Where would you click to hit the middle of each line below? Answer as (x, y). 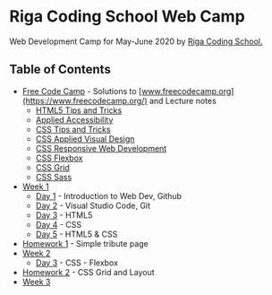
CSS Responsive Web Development (101, 148)
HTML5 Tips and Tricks (79, 110)
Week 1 (35, 187)
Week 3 (36, 282)
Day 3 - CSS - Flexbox (77, 263)
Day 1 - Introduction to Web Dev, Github (108, 195)
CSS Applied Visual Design (85, 139)
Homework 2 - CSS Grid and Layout (88, 272)
